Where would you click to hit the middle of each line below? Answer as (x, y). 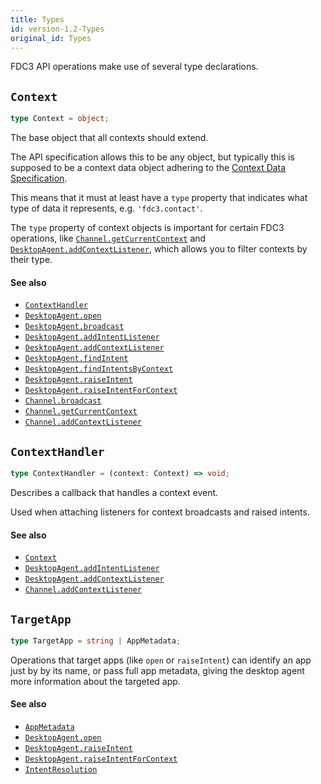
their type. (31, 260)
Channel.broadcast (63, 401)
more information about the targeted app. (95, 681)
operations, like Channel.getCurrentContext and (108, 238)
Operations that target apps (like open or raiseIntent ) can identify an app (161, 660)
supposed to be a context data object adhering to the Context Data (148, 168)
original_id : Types (51, 38)
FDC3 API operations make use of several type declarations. (134, 67)
